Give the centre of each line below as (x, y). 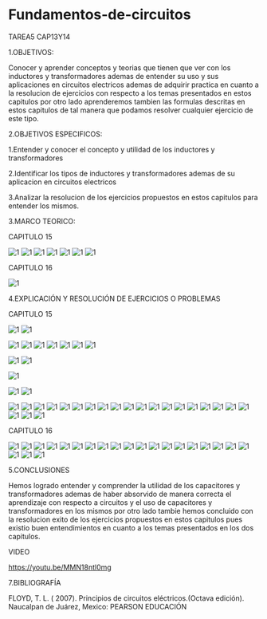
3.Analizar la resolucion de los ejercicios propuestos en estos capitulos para (133, 197)
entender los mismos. (44, 206)
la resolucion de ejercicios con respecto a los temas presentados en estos (130, 93)
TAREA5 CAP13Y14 (39, 37)
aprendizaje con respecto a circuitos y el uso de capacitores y (110, 502)
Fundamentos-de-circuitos (100, 15)
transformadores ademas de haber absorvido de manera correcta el (120, 494)
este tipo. (24, 118)
